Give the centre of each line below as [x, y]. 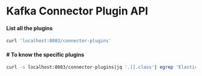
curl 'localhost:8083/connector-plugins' [59, 41]
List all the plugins [29, 28]
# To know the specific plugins [45, 54]
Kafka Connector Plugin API [77, 11]
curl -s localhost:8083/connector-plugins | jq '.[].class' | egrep [90, 68]
